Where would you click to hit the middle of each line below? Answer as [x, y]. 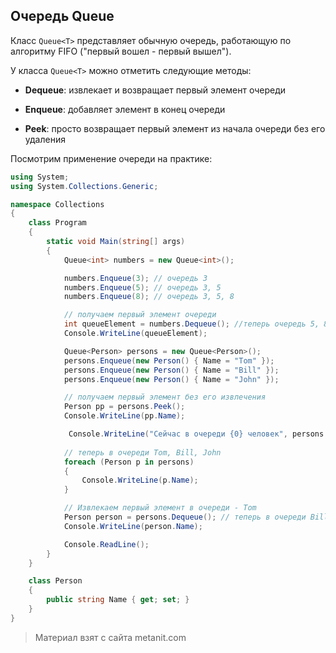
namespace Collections [57, 204]
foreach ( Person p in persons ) [129, 462]
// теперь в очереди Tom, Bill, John [142, 452]
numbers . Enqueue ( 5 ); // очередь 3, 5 [142, 287]
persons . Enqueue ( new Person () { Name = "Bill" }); [171, 370]
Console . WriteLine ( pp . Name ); [124, 416]
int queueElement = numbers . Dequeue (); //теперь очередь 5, [191, 324]
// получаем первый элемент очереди [140, 315]
